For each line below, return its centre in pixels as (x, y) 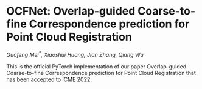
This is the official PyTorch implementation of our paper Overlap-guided (96, 66)
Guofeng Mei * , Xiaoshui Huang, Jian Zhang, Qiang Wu (75, 54)
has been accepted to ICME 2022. (49, 79)
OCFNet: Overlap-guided (71, 11)
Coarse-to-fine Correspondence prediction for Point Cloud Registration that (101, 73)
